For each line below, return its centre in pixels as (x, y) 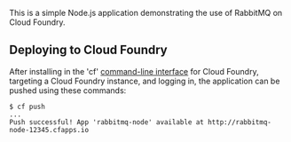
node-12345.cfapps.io (49, 130)
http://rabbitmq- (240, 122)
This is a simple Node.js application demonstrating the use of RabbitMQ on (146, 13)
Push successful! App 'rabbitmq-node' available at (106, 122)
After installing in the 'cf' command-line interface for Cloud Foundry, (134, 71)
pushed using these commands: (68, 90)
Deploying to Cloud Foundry (88, 50)
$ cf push (28, 106)
